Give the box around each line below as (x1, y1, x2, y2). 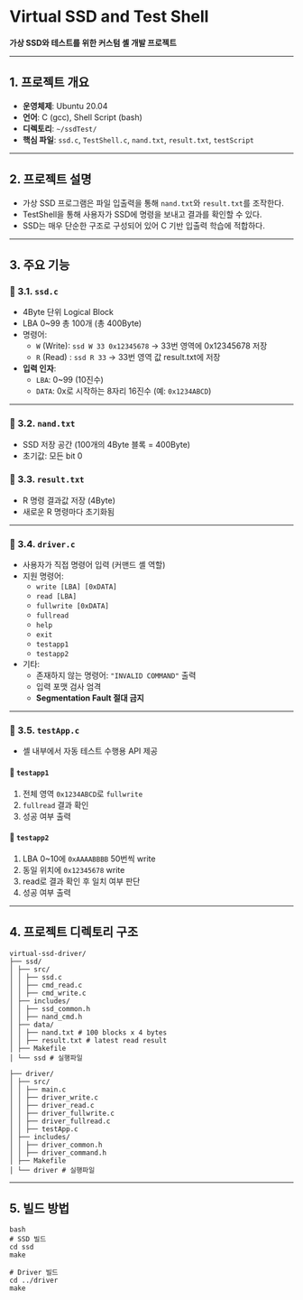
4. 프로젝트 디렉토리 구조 (9, 924, 138, 940)
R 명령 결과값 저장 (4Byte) (22, 495, 115, 506)
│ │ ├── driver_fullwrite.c (9, 1109, 115, 1118)
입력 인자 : (22, 363, 57, 374)
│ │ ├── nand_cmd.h (9, 1012, 83, 1021)
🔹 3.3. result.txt (9, 473, 85, 486)
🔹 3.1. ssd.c (9, 284, 59, 297)
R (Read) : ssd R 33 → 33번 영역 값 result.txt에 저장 (35, 352, 221, 363)
